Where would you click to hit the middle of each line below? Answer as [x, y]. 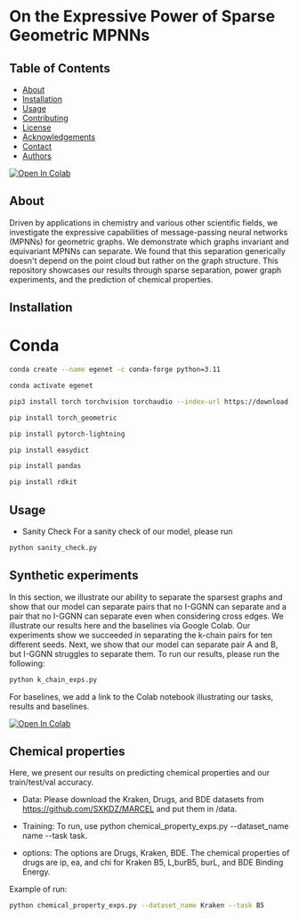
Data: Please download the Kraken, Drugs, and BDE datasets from [143, 800]
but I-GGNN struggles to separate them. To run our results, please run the [145, 653]
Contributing [45, 118]
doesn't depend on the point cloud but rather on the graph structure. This [144, 260]
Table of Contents [60, 68]
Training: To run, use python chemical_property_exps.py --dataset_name [155, 826]
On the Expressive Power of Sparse [142, 16]
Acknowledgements [59, 137]
